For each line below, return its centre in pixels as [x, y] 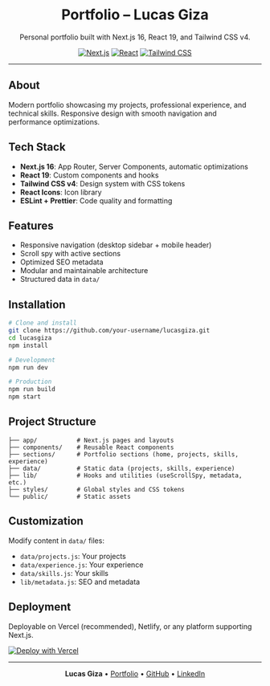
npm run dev [28, 367]
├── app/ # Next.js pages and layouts [91, 440]
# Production [30, 382]
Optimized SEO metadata [61, 262]
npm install [28, 345]
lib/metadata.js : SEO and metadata [80, 582]
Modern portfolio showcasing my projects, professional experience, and [127, 104]
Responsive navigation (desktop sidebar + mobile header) [116, 245]
